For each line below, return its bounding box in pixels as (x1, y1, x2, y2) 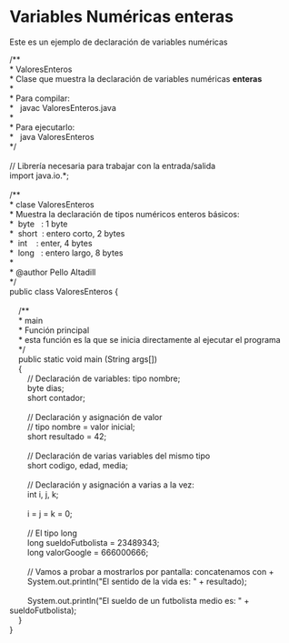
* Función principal (17, 325, 90, 336)
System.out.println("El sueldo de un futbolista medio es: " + (26, 595, 250, 606)
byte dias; (26, 382, 65, 393)
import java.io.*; (9, 170, 70, 181)
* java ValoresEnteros (9, 131, 95, 142)
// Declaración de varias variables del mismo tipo (26, 450, 211, 461)
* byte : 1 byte (9, 218, 68, 229)
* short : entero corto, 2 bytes (9, 227, 125, 238)
